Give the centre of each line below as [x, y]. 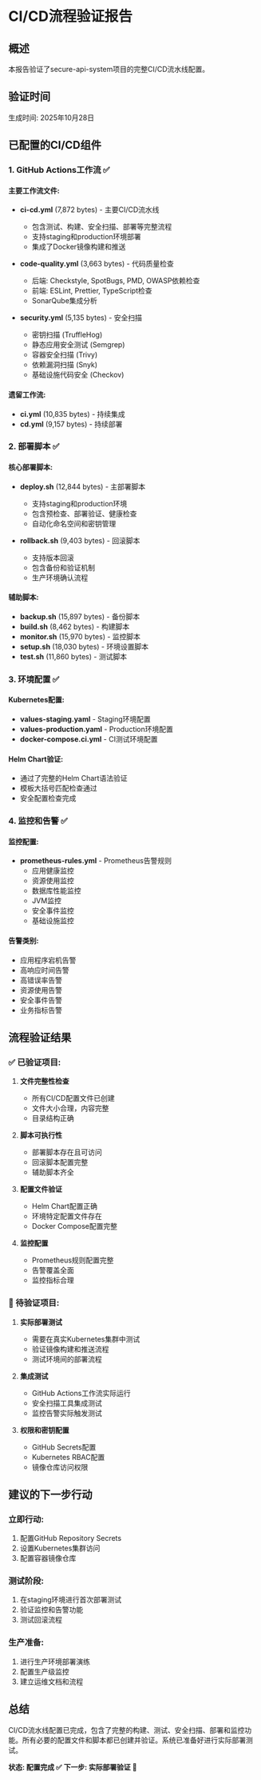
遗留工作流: [27, 394]
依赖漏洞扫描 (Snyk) [65, 365]
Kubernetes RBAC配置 [68, 1457]
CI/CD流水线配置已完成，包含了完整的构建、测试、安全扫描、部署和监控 [127, 1730]
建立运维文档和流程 [51, 1682]
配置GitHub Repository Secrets [71, 1538]
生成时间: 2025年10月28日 [51, 118]
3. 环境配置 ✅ [34, 679]
